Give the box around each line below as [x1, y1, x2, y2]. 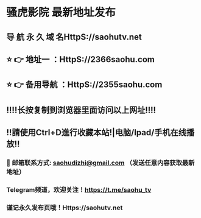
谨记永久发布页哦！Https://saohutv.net [6, 203, 123, 212]
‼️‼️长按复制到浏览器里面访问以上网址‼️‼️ [6, 105, 157, 115]
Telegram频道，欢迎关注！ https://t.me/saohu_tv [6, 185, 152, 194]
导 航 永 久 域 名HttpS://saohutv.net [6, 32, 142, 42]
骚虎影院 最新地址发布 [6, 5, 116, 19]
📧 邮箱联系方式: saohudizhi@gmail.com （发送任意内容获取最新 [6, 159, 195, 167]
